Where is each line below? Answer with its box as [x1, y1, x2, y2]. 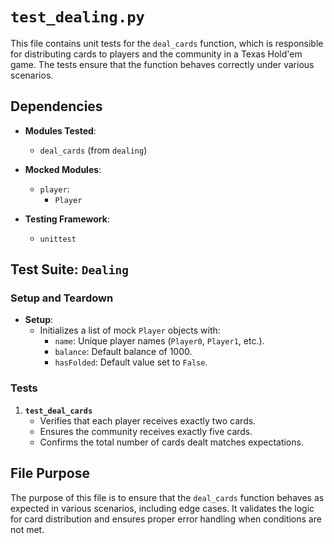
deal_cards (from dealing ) [39, 144, 148, 156]
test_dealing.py [10, 8, 145, 27]
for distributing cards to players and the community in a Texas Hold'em [10, 48, 303, 60]
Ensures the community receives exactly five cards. [39, 425, 253, 437]
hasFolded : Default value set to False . [54, 356, 208, 368]
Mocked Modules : [24, 163, 102, 175]
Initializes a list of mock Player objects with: [39, 324, 221, 337]
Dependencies [10, 98, 103, 115]
